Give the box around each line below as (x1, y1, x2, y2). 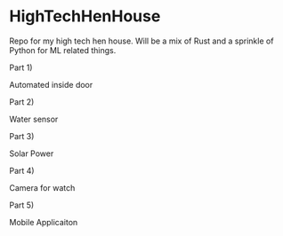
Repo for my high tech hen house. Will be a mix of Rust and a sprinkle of (9, 35, 274, 46)
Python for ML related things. (9, 44, 117, 55)
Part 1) (9, 62, 33, 73)
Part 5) (9, 200, 35, 210)
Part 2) (9, 96, 35, 107)
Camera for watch (9, 182, 76, 193)
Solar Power (9, 148, 54, 159)
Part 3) (9, 130, 35, 141)
